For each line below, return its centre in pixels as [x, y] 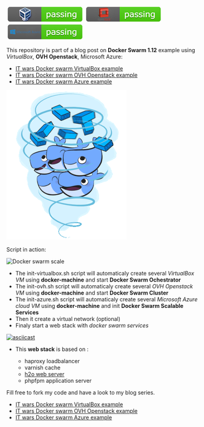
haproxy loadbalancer [52, 361]
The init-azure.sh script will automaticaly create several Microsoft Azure [106, 299]
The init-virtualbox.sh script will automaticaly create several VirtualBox [105, 273]
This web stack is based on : [52, 349]
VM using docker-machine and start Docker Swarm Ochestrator [98, 280]
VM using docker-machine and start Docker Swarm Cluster [92, 293]
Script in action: [26, 249]
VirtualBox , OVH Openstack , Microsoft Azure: [65, 56]
